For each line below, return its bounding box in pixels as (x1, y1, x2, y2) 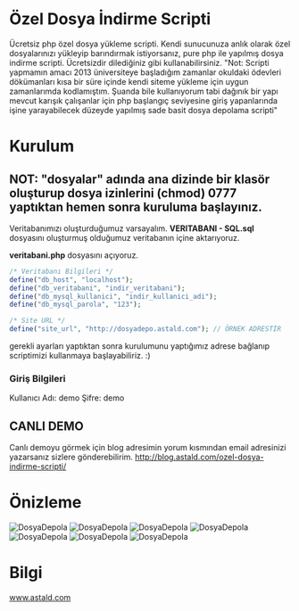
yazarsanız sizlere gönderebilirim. (9, 451, 134, 463)
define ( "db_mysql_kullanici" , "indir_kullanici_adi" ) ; (9, 292, 218, 301)
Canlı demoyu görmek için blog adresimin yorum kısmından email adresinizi (9, 442, 287, 453)
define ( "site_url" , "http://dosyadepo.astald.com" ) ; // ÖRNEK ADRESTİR (9, 325, 281, 334)
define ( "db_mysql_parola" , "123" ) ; (9, 300, 142, 310)
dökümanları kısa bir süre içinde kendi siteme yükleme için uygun (9, 76, 249, 87)
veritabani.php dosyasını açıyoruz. (9, 250, 138, 260)
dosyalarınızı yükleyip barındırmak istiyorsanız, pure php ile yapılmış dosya (9, 47, 284, 58)
